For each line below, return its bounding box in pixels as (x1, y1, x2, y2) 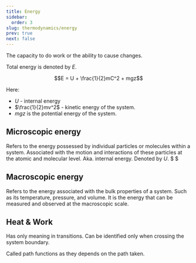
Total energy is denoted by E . (6, 63, 77, 70)
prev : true (6, 31, 33, 36)
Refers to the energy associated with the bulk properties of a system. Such (6, 187, 187, 194)
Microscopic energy (6, 127, 81, 137)
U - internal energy (14, 97, 60, 104)
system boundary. (6, 239, 50, 246)
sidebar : (6, 14, 28, 20)
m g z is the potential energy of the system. (14, 110, 117, 117)
